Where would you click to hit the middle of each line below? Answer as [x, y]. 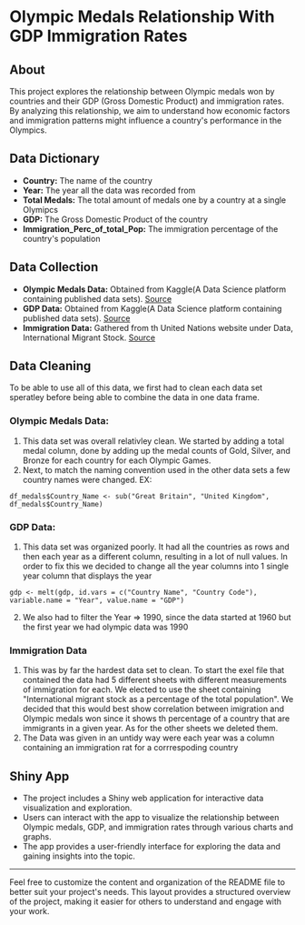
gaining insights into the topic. [79, 856]
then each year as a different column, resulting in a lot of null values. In [155, 557]
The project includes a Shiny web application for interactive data [143, 799]
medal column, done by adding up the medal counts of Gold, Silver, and [156, 450]
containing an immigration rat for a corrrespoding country [130, 748]
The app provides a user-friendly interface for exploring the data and [152, 847]
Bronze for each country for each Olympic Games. [117, 460]
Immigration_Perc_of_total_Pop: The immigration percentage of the [150, 228]
